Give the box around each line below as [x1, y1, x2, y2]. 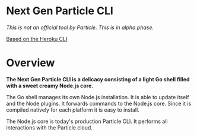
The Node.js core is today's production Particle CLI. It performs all [6, 118, 168, 125]
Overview [6, 56, 55, 69]
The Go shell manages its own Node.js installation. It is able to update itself [6, 93, 189, 100]
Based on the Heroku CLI [6, 35, 68, 42]
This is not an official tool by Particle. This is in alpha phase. [6, 24, 154, 31]
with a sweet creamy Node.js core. [6, 82, 94, 89]
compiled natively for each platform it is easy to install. [6, 106, 139, 113]
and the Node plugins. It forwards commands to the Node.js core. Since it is [6, 100, 192, 107]
